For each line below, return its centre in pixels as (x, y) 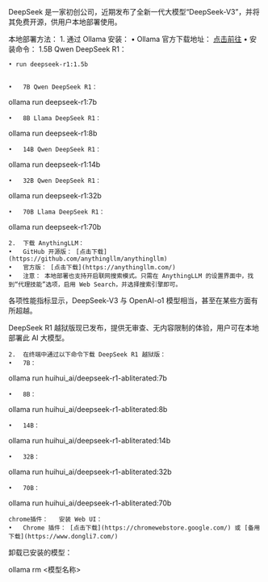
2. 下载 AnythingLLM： (46, 243)
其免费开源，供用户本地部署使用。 (65, 22)
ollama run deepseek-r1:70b (55, 227)
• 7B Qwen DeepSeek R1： (53, 87)
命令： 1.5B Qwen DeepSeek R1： (71, 49)
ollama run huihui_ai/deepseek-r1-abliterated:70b (90, 503)
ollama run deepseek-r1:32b (55, 195)
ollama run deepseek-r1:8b (53, 133)
